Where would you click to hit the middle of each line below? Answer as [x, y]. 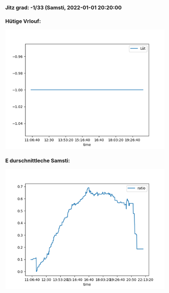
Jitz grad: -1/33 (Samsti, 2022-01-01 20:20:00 [64, 8]
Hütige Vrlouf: [23, 21]
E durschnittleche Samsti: [38, 161]
